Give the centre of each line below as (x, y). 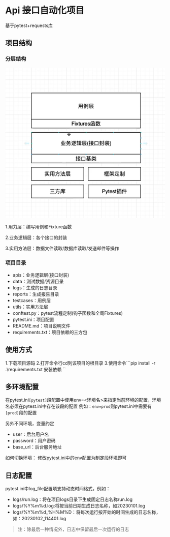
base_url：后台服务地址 (37, 447)
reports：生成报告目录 (36, 294)
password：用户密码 (34, 441)
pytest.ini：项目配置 (33, 319)
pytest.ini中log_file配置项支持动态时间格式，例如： (58, 489)
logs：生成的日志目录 (35, 287)
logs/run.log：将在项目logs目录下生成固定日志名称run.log (73, 499)
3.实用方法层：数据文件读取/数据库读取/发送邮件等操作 (62, 248)
